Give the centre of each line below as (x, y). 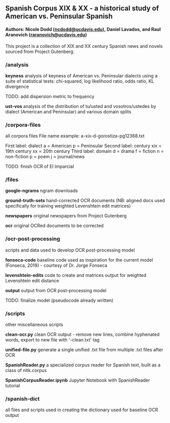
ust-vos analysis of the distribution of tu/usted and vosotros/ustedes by (81, 106)
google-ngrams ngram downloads (41, 191)
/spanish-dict (22, 399)
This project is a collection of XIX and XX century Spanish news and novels (84, 46)
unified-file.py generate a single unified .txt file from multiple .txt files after (84, 350)
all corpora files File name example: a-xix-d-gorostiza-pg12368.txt (75, 136)
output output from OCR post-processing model (56, 290)
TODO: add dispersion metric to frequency (50, 96)
